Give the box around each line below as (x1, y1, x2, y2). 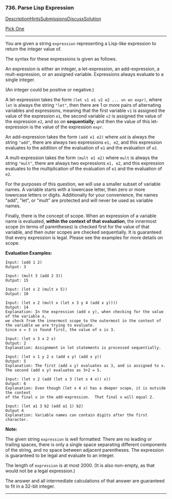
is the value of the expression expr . (30, 124, 104, 130)
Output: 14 (5, 305, 29, 310)
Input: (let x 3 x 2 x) (5, 336, 56, 341)
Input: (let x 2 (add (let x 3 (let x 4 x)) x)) (5, 377, 111, 382)
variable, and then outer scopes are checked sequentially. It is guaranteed (5, 229, 162, 235)
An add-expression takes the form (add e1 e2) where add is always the (5, 134, 155, 140)
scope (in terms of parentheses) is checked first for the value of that (5, 224, 149, 230)
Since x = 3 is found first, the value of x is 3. (5, 328, 116, 333)
